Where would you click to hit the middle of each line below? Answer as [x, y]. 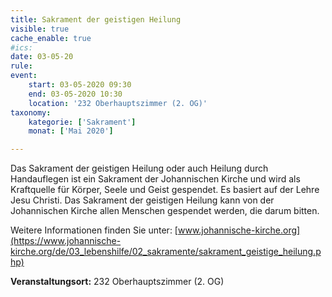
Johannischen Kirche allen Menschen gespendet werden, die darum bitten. [165, 211]
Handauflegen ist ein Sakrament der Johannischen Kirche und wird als [155, 179]
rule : [21, 66]
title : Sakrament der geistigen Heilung [96, 19]
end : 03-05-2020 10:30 [75, 94]
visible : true [40, 29]
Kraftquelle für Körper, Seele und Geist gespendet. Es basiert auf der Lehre [165, 190]
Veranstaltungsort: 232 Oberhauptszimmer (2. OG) [117, 282]
